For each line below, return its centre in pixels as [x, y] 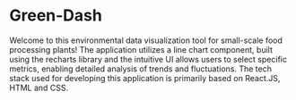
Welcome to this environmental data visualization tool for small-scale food [146, 40]
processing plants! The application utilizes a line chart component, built [141, 49]
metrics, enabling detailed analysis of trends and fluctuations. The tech [140, 69]
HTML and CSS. [39, 87]
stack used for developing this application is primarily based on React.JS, [145, 78]
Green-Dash [56, 16]
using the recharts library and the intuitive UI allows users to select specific [148, 59]
